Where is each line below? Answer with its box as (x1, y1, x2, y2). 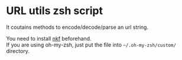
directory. (6, 47, 30, 54)
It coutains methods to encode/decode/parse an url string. (6, 24, 149, 31)
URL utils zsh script (6, 4, 103, 18)
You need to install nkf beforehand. (6, 35, 92, 42)
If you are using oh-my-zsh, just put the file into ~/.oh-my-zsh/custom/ (6, 41, 176, 48)
